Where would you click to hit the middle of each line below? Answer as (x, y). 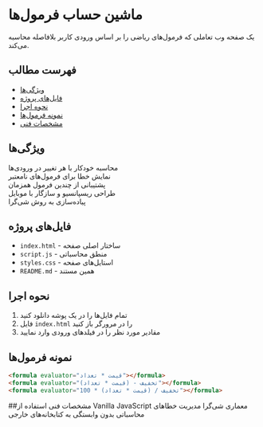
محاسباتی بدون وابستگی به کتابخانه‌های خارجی (77, 414)
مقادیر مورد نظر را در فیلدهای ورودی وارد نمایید (90, 332)
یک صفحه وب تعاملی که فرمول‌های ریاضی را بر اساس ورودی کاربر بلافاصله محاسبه (131, 37)
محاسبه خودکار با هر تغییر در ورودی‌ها (63, 167)
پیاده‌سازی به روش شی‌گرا (47, 202)
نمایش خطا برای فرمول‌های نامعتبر (60, 176)
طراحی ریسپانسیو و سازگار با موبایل (62, 193)
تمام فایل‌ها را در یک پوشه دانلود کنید (73, 315)
